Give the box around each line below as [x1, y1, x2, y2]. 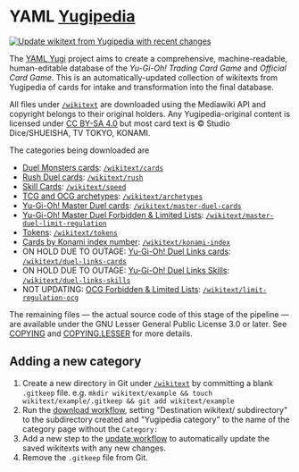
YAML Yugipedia [9, 6, 136, 27]
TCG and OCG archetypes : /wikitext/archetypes [21, 190, 203, 201]
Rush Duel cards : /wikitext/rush [21, 172, 144, 182]
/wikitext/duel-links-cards [21, 257, 127, 265]
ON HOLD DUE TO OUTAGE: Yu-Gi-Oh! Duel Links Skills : [21, 265, 230, 275]
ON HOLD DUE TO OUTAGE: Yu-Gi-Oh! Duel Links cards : [21, 246, 232, 257]
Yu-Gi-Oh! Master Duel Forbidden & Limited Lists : [21, 209, 204, 220]
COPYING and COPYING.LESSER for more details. [9, 328, 194, 339]
